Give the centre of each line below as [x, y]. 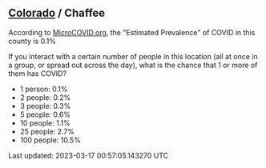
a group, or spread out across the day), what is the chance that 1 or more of [133, 65]
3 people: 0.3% [45, 106]
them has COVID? [37, 73]
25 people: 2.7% [47, 131]
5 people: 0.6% [45, 114]
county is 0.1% [32, 41]
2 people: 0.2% [45, 97]
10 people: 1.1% [45, 122]
